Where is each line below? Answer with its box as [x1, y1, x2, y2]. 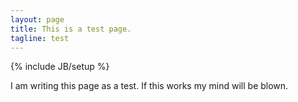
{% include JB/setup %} [10, 61, 110, 73]
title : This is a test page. [10, 24, 132, 34]
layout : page [10, 14, 65, 25]
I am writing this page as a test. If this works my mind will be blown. [10, 80, 289, 92]
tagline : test [10, 33, 70, 43]
